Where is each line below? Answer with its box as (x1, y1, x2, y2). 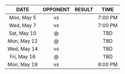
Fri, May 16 (9, 53, 36, 60)
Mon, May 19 (7, 61, 38, 68)
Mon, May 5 (9, 14, 36, 21)
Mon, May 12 (7, 38, 38, 44)
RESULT (75, 6, 94, 12)
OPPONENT (42, 6, 70, 12)
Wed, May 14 (7, 46, 38, 52)
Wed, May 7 (9, 22, 36, 28)
